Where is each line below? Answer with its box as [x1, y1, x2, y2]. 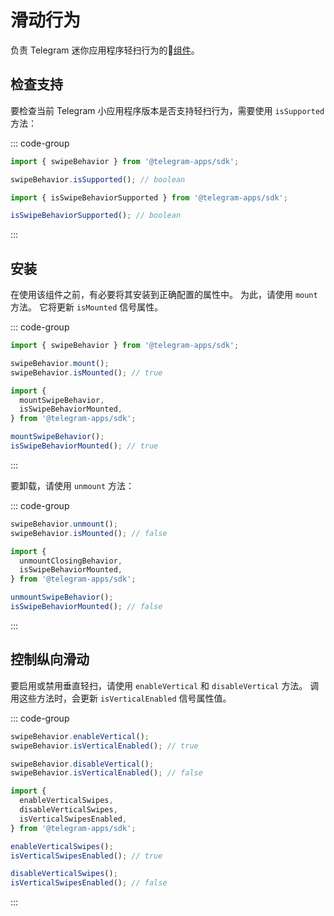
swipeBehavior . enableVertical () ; [10, 731, 150, 741]
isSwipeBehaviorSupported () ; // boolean [10, 211, 182, 221]
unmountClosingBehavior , [19, 556, 123, 566]
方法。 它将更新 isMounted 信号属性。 [10, 301, 164, 313]
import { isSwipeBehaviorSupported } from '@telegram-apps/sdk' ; [10, 192, 288, 203]
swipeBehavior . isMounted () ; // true [10, 367, 163, 378]
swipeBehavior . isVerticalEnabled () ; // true [10, 741, 199, 751]
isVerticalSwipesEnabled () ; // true [10, 851, 163, 861]
